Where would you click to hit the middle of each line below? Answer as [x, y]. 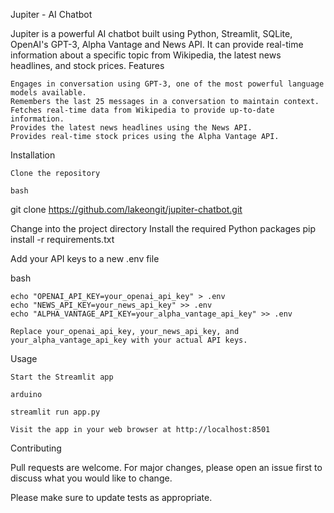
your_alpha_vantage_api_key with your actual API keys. [129, 340]
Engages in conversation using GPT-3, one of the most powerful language [167, 84]
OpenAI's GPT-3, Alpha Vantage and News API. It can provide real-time [157, 44]
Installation [33, 155]
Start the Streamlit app [62, 377]
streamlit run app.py [55, 412]
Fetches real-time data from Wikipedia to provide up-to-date [142, 110]
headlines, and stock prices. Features [87, 65]
